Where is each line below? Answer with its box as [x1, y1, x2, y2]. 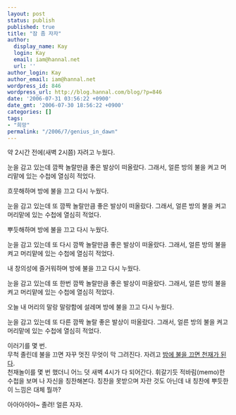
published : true [7, 23, 55, 30]
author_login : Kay [7, 69, 61, 76]
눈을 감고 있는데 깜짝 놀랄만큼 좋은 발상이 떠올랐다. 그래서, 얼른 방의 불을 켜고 [7, 163, 220, 172]
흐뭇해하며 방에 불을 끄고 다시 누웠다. [7, 187, 109, 196]
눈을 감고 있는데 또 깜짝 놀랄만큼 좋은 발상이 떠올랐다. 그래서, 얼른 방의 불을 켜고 [7, 202, 227, 210]
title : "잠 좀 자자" [7, 30, 62, 37]
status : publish [7, 17, 55, 24]
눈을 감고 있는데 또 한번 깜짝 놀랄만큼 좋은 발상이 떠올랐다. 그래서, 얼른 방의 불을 [7, 279, 227, 288]
